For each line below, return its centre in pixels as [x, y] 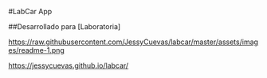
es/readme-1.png [37, 50]
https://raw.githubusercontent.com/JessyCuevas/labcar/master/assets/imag [133, 42]
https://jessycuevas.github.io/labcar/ [69, 65]
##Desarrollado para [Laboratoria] [65, 26]
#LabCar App [30, 11]
